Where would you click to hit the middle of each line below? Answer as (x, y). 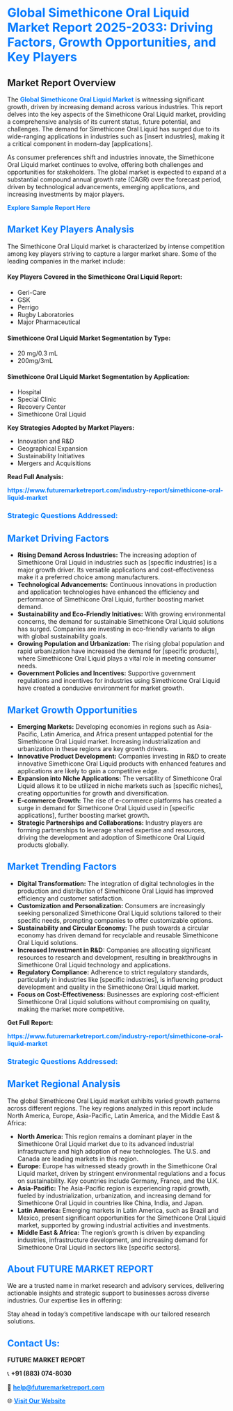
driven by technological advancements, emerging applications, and (104, 187)
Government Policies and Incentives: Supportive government (106, 673)
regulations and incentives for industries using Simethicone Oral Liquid (119, 681)
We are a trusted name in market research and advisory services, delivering (116, 1286)
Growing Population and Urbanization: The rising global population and (121, 644)
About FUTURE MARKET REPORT (81, 1269)
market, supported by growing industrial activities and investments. (114, 1225)
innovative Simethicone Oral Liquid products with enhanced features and (122, 764)
